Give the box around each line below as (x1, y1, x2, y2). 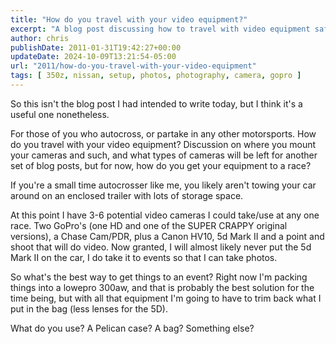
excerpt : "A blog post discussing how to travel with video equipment (10, 24, 311, 34)
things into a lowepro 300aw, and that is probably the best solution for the (10, 281, 315, 293)
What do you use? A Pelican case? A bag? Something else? (10, 322, 255, 334)
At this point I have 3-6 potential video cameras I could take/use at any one (10, 209, 320, 221)
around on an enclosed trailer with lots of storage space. (10, 189, 244, 201)
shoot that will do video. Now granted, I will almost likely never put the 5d (10, 241, 312, 253)
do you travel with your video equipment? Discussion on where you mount (10, 138, 317, 150)
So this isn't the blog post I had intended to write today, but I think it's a (10, 97, 303, 110)
